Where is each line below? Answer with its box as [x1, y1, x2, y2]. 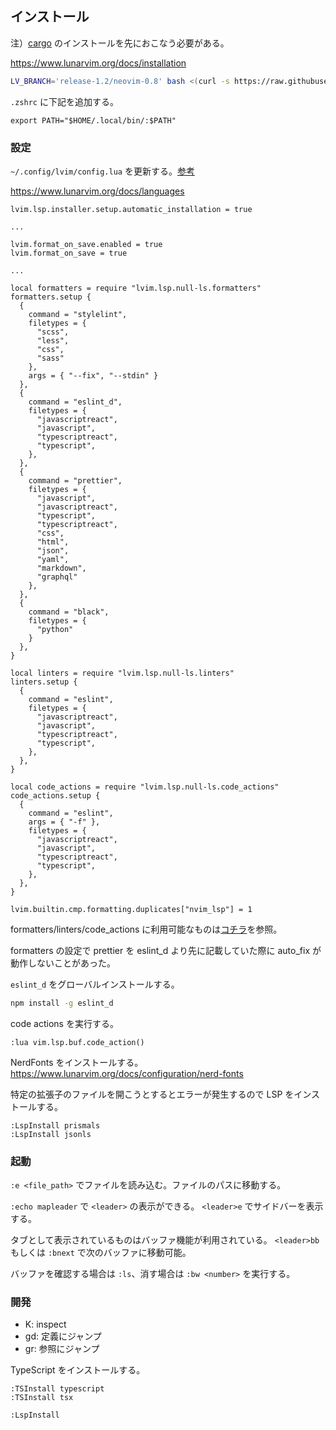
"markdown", [36, 563, 87, 573]
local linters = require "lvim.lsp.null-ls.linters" [10, 668, 235, 678]
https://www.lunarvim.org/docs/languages [10, 185, 185, 197]
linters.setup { [10, 677, 78, 687]
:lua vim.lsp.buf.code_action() [10, 1037, 145, 1047]
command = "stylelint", [28, 309, 128, 319]
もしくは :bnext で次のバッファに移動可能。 [10, 1247, 192, 1259]
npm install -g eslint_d [10, 998, 114, 1008]
